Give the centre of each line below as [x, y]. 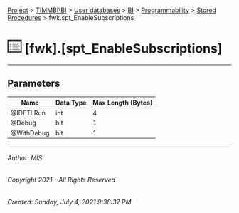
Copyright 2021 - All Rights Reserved [62, 180]
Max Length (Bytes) [122, 103]
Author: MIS [25, 157]
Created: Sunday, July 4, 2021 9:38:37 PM [69, 202]
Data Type [71, 103]
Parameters [34, 83]
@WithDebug [30, 133]
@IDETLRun [28, 113]
